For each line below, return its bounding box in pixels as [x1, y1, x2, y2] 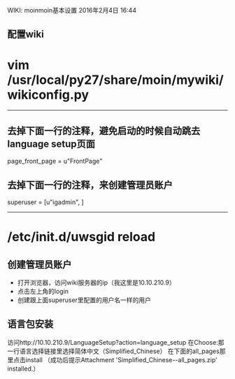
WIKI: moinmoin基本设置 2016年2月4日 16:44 [7, 6, 137, 14]
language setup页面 [7, 138, 96, 150]
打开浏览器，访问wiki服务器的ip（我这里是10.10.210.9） [17, 278, 176, 287]
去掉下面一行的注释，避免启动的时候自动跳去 [7, 124, 201, 136]
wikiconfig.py [7, 87, 90, 103]
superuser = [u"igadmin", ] [7, 198, 84, 206]
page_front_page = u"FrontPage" [7, 157, 103, 166]
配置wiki [7, 29, 44, 41]
